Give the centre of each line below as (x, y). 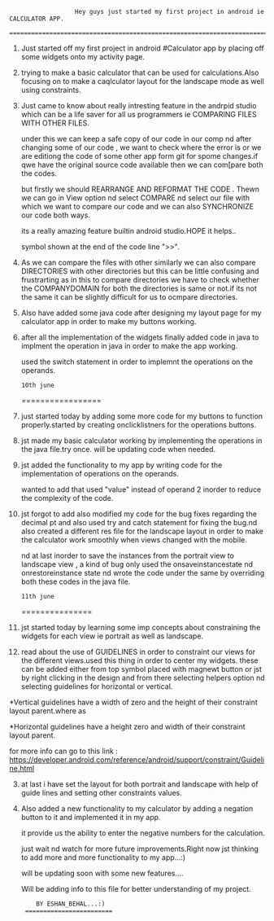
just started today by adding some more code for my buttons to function (142, 416)
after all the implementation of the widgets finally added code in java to (140, 337)
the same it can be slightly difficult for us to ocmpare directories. (129, 297)
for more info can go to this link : (64, 751)
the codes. (39, 173)
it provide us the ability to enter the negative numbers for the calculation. (143, 833)
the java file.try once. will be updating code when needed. (118, 449)
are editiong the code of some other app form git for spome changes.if (139, 156)
